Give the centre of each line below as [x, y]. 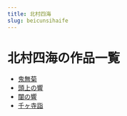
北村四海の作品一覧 [64, 58]
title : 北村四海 [29, 14]
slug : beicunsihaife [38, 21]
